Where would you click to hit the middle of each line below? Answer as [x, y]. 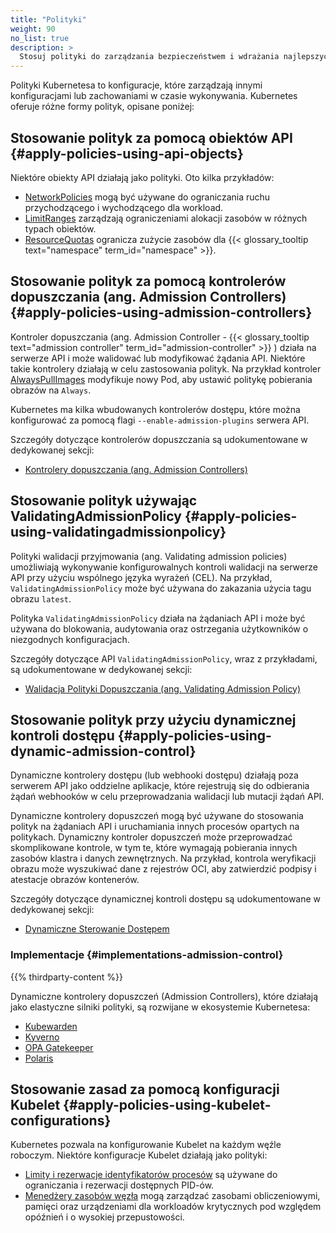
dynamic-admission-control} [103, 751]
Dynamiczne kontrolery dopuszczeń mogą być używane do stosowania [157, 816]
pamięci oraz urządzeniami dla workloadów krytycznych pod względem [173, 1207]
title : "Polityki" [48, 19]
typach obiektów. [60, 228]
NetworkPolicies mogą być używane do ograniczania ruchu [147, 197]
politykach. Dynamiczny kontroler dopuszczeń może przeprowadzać [151, 837]
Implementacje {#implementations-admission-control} [147, 955]
